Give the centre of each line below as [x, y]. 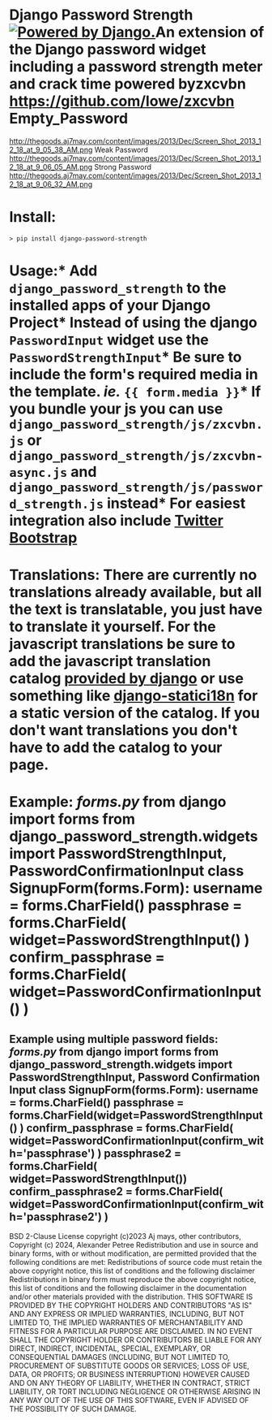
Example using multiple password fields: [114, 1039]
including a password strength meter [136, 67]
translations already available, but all [136, 593]
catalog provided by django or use [126, 679]
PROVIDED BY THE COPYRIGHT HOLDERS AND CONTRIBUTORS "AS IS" [131, 1305]
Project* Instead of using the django [134, 323]
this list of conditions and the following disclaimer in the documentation [128, 1288]
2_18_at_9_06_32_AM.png [51, 184]
